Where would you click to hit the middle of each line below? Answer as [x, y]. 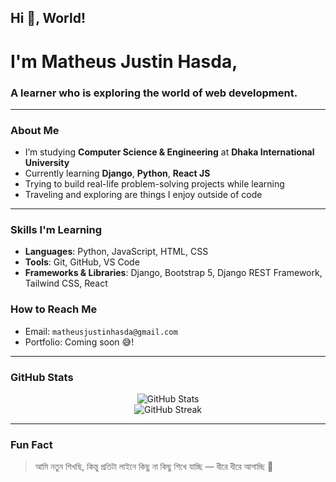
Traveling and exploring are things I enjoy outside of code [143, 195]
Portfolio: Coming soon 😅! [79, 342]
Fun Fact [31, 444]
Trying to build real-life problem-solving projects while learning [154, 184]
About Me [35, 130]
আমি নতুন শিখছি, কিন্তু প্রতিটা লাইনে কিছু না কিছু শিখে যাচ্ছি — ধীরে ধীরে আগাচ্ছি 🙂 [154, 467]
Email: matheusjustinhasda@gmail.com [101, 331]
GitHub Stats [42, 377]
